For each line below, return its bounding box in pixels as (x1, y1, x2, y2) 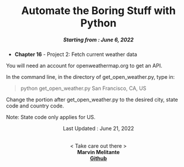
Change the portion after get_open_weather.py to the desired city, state (6, 96, 179, 103)
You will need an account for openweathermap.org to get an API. (6, 62, 162, 69)
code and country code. (6, 102, 64, 109)
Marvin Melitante (77, 149, 120, 156)
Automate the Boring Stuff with (21, 4, 176, 18)
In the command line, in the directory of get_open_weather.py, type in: (6, 74, 175, 81)
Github (90, 155, 107, 162)
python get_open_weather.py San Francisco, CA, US (20, 85, 146, 92)
